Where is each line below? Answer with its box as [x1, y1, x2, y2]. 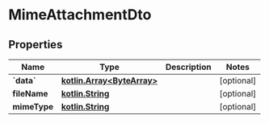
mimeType [12, 101, 54, 112]
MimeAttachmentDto [8, 6, 152, 24]
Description [165, 62, 212, 72]
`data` [12, 75, 36, 86]
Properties [8, 38, 63, 51]
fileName [12, 88, 48, 99]
